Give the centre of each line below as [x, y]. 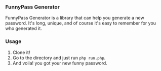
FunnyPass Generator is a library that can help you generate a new [75, 18]
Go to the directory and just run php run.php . [59, 57]
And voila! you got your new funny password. [60, 63]
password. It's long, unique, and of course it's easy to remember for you [80, 23]
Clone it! [21, 52]
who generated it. [24, 28]
